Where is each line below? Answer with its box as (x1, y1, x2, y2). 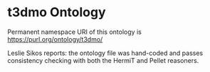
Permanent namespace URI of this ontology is (7, 28, 142, 36)
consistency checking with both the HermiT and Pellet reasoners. (7, 56, 199, 64)
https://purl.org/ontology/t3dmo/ (7, 35, 103, 43)
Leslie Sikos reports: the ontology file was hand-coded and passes (7, 49, 204, 57)
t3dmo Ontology (7, 4, 106, 20)
